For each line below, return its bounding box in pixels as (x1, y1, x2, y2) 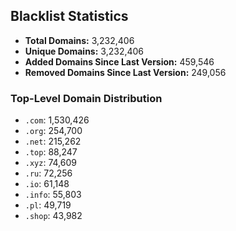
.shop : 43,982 (24, 210, 83, 222)
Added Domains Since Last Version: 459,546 (24, 55, 215, 68)
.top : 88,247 (24, 146, 78, 158)
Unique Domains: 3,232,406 (24, 45, 145, 57)
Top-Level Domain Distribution (10, 91, 163, 105)
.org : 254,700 (24, 125, 83, 137)
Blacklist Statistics (10, 8, 129, 25)
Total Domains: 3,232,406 (24, 34, 135, 46)
